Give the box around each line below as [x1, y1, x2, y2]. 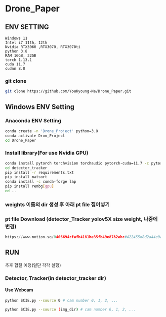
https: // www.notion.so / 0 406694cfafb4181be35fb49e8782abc [5, 235, 125, 240]
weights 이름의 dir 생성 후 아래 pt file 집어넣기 [5, 201, 110, 208]
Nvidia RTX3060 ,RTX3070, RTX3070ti [5, 45, 81, 50]
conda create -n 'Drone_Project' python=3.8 [5, 128, 98, 134]
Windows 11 [5, 36, 28, 41]
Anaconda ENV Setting [5, 117, 62, 124]
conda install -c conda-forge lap [5, 179, 77, 184]
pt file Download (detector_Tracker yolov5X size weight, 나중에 [5, 215, 158, 222]
